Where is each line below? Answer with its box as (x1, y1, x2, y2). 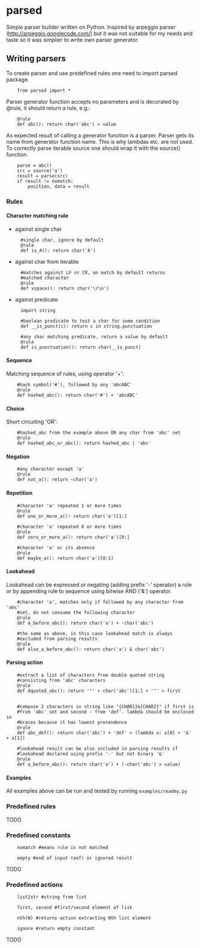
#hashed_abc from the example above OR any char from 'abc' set (17, 430, 181, 436)
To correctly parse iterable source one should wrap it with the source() (6, 145, 181, 152)
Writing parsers (6, 53, 66, 64)
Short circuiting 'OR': (6, 418, 58, 426)
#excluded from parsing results (17, 636, 98, 642)
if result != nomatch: (17, 178, 74, 184)
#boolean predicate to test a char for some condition (20, 318, 160, 324)
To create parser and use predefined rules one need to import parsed (6, 70, 178, 77)
